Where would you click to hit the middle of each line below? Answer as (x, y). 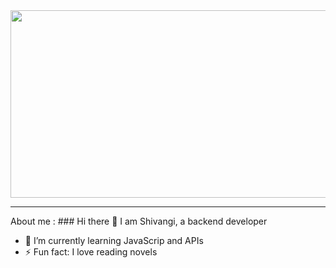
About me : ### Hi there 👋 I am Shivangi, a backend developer (139, 221)
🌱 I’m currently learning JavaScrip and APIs (114, 240)
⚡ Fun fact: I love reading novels (91, 252)
